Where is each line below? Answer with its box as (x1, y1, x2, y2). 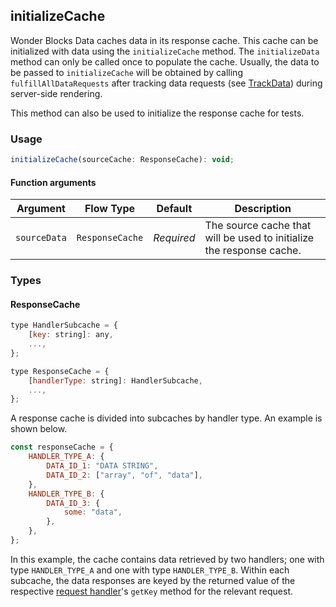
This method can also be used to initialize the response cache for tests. (10, 107, 305, 119)
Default (156, 202, 193, 216)
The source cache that (204, 219, 312, 233)
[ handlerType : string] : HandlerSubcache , (28, 375, 203, 386)
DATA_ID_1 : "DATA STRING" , (46, 461, 159, 471)
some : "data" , (63, 507, 123, 518)
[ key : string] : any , (28, 330, 114, 340)
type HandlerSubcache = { (10, 320, 118, 331)
